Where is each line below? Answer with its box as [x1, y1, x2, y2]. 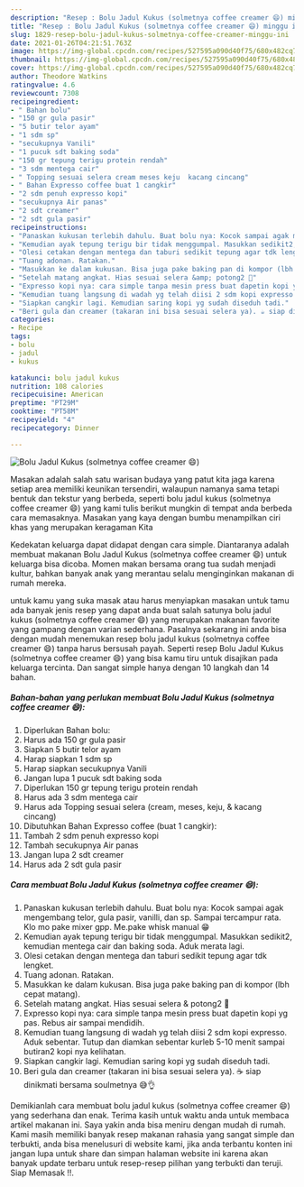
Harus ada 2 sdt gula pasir [23, 859, 123, 870]
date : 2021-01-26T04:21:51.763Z [10, 38, 132, 48]
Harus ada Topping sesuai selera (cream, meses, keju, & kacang [23, 801, 263, 812]
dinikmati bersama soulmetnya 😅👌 [23, 1079, 156, 1090]
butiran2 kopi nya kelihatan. [23, 1045, 127, 1056]
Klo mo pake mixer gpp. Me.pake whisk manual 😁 [23, 921, 210, 932]
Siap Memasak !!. [10, 1167, 75, 1178]
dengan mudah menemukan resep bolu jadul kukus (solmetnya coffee [10, 633, 270, 644]
